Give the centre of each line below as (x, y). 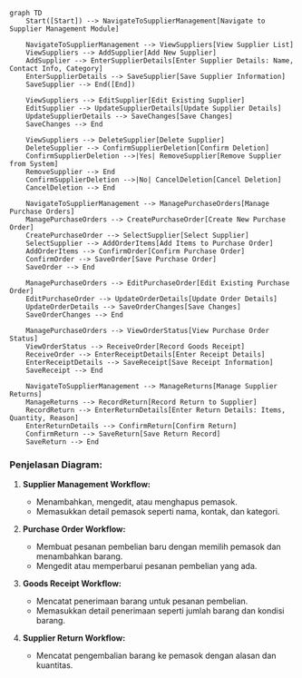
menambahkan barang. (79, 556)
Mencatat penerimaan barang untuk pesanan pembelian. (142, 601)
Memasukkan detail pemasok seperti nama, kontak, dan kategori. (158, 512)
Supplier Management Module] (64, 29)
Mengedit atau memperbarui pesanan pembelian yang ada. (146, 566)
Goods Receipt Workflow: (72, 584)
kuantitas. (54, 665)
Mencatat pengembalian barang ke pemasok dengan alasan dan (156, 656)
